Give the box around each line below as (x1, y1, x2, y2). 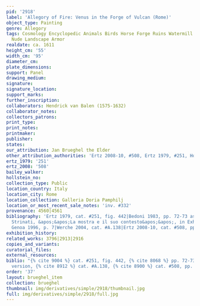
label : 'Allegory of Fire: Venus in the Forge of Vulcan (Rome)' (6, 14, 171, 20)
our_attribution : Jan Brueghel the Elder (6, 147, 111, 153)
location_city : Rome (6, 191, 58, 197)
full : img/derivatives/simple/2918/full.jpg (6, 291, 118, 297)
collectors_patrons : (6, 114, 58, 120)
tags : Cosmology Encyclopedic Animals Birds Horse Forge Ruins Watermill (6, 31, 193, 37)
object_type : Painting (6, 20, 62, 26)
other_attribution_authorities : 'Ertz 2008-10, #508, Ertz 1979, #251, (6, 152, 187, 158)
